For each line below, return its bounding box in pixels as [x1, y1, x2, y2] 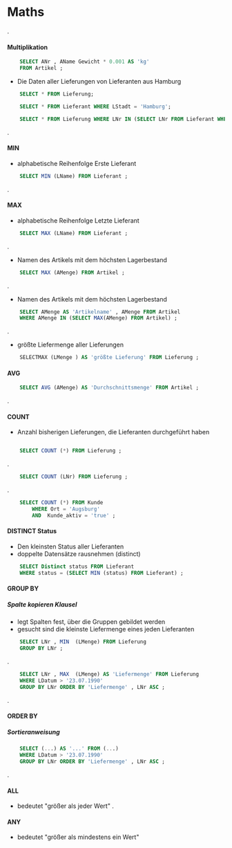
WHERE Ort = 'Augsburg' [32, 506, 100, 513]
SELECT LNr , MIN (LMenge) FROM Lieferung [19, 638, 147, 645]
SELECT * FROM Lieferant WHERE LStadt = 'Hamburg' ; [19, 103, 171, 110]
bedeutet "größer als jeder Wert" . [17, 802, 114, 810]
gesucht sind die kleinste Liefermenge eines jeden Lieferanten [17, 625, 195, 634]
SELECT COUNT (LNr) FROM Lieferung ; [19, 473, 128, 481]
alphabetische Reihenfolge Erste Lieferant [17, 159, 137, 167]
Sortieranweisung [7, 728, 60, 736]
